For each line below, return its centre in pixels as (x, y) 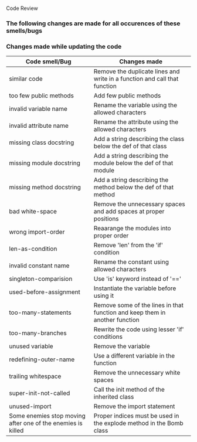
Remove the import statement (134, 406)
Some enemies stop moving (47, 416)
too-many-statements (40, 312)
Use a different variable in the (134, 356)
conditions (108, 337)
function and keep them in (130, 312)
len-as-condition (33, 249)
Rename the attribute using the (136, 122)
